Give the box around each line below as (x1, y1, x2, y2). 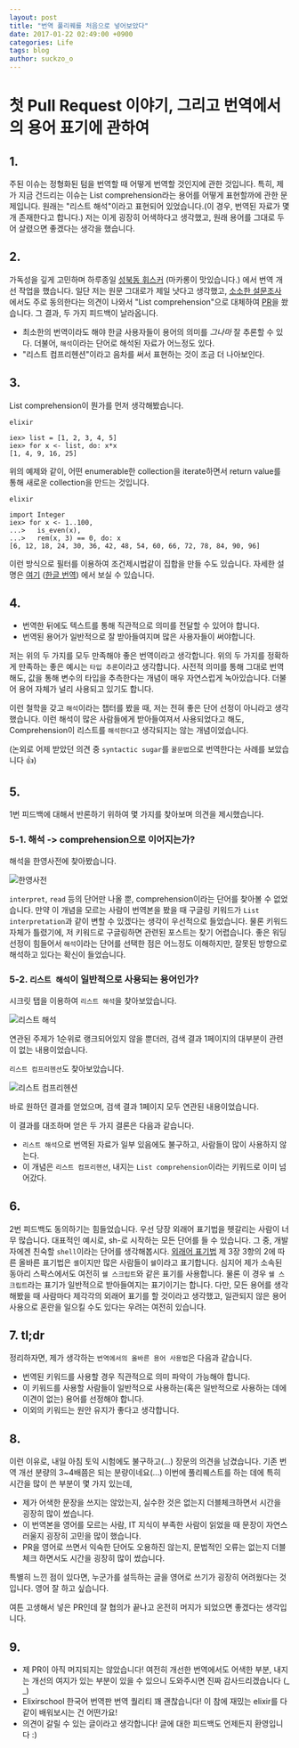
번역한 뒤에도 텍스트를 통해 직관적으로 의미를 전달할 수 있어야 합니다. (21, 620, 260, 631)
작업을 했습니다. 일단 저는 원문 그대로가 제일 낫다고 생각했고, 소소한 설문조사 (18, 285, 282, 296)
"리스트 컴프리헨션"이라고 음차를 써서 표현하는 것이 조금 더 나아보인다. (21, 348, 265, 359)
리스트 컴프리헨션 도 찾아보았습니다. (9, 1063, 125, 1074)
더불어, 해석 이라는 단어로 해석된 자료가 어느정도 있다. (34, 338, 215, 348)
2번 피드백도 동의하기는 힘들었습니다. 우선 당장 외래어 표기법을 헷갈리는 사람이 (9, 1223, 280, 1234)
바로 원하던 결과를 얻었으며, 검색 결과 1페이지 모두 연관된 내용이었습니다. (9, 1101, 260, 1112)
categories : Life (9, 37, 74, 47)
